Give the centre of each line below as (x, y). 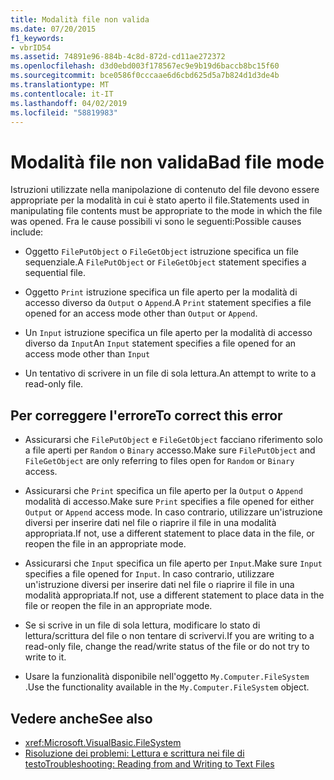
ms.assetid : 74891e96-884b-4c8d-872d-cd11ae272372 (118, 57)
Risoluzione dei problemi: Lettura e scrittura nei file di (134, 753)
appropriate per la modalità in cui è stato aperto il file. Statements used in (160, 200)
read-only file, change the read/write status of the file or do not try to (167, 647)
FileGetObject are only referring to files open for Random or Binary (159, 461)
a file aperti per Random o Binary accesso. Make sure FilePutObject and (170, 450)
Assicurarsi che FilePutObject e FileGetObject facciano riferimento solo (173, 440)
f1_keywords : (37, 38)
